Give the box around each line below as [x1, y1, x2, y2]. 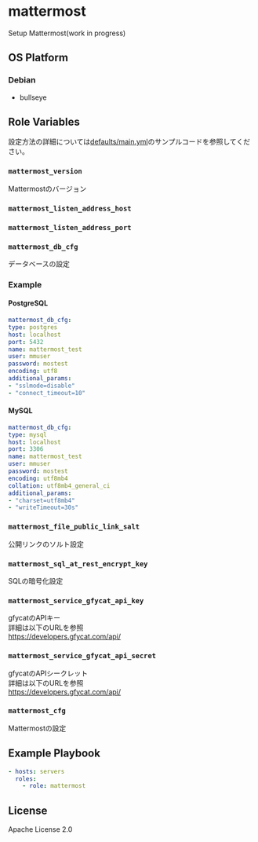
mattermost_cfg [8, 706, 67, 716]
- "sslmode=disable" [8, 382, 76, 390]
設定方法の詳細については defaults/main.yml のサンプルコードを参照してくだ [8, 137, 251, 147]
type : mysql [8, 430, 47, 438]
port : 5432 [8, 338, 44, 346]
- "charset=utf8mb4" [8, 496, 76, 504]
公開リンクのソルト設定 [8, 539, 84, 548]
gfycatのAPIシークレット [8, 668, 89, 678]
